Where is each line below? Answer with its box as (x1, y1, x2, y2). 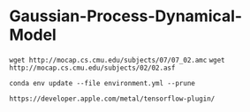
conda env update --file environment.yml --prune (9, 78, 196, 87)
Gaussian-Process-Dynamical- (9, 6, 243, 26)
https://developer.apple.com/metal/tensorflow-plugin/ (9, 94, 216, 103)
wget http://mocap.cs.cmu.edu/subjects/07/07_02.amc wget (9, 56, 225, 64)
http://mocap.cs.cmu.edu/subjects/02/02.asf (9, 63, 176, 72)
